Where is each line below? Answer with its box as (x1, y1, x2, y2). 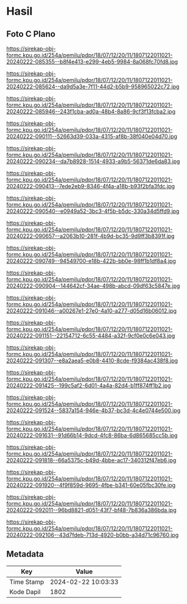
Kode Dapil (9, 587, 41, 596)
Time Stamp (9, 578, 45, 586)
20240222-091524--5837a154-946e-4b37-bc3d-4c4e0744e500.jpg (6, 407, 181, 414)
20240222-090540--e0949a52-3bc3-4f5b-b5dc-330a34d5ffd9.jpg (6, 207, 180, 215)
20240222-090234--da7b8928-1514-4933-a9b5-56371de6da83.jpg (6, 158, 180, 165)
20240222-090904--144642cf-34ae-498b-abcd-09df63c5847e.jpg (6, 282, 180, 289)
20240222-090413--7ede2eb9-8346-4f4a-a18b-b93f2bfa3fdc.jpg (6, 183, 175, 189)
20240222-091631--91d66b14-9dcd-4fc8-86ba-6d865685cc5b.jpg (6, 432, 178, 439)
